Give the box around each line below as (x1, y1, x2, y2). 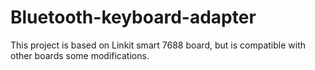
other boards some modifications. (10, 49, 150, 61)
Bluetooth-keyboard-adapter (10, 6, 257, 29)
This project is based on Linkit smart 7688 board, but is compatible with (10, 39, 306, 51)
